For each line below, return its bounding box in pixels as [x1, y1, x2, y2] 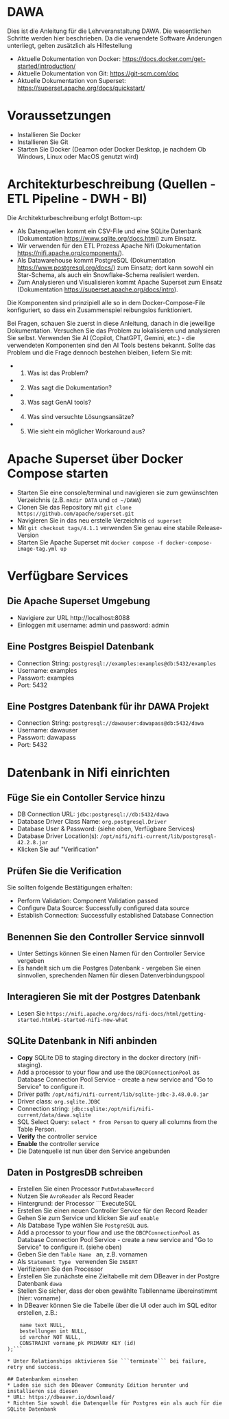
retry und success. [7, 1364, 63, 1371]
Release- [197, 523, 223, 532]
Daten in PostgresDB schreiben [7, 1167, 143, 1178]
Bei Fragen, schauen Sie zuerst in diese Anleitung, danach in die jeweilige [7, 319, 215, 327]
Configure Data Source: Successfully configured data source [16, 904, 190, 912]
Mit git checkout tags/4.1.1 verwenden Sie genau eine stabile [16, 523, 196, 532]
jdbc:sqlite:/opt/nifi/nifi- [71, 1106, 154, 1112]
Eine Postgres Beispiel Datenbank [7, 641, 154, 652]
